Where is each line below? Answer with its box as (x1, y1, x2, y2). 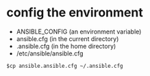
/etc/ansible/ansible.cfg (16, 49, 84, 58)
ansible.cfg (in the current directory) (16, 34, 119, 42)
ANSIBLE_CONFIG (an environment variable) (16, 27, 142, 36)
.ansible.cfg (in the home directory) (16, 42, 116, 50)
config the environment (6, 5, 143, 21)
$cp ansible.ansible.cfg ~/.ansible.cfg (6, 62, 124, 69)
